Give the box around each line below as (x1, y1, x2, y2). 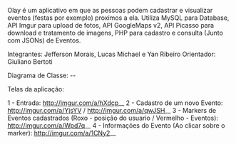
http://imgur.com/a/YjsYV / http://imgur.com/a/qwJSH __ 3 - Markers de (7, 106, 216, 114)
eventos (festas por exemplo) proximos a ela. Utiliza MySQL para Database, (7, 13, 230, 22)
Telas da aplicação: (7, 85, 64, 93)
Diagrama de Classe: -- (7, 71, 76, 79)
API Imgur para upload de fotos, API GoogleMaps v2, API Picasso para (7, 21, 215, 29)
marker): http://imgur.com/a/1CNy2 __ (7, 129, 116, 137)
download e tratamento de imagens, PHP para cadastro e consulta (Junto (7, 28, 223, 37)
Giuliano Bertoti (7, 57, 53, 66)
